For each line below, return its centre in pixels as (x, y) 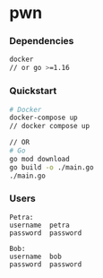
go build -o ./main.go (51, 167)
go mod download (39, 159)
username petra (39, 225)
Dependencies (42, 41)
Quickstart (33, 91)
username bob (36, 256)
